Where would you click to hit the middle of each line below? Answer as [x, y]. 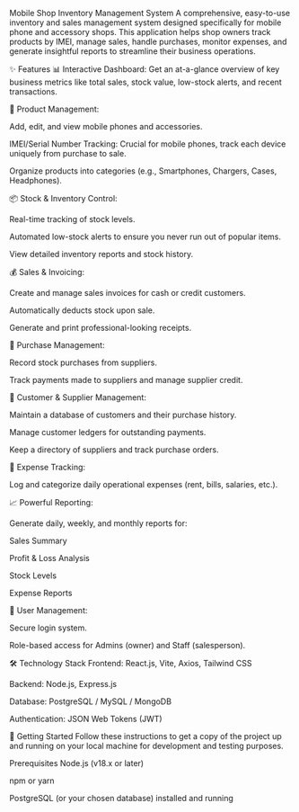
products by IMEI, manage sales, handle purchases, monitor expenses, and [148, 41]
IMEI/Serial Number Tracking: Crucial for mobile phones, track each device [148, 144]
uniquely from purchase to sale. [68, 153]
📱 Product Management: [54, 109]
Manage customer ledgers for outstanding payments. [108, 432]
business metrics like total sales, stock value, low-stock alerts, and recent [146, 82]
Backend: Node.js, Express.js [63, 684]
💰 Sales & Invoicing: [47, 272]
